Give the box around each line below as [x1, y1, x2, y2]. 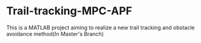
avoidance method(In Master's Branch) [6, 30, 104, 37]
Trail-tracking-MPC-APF [6, 4, 132, 18]
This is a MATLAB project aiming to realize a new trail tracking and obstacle [6, 24, 195, 31]
